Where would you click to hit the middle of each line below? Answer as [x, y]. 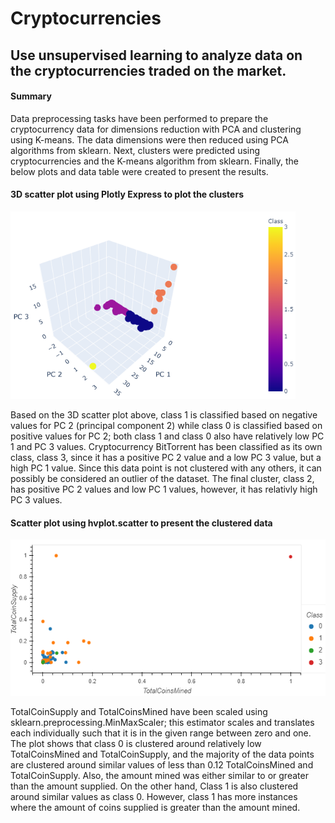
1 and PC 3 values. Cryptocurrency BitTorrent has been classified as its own [166, 446]
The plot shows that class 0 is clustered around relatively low [136, 744]
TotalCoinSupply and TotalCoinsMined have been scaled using [139, 712]
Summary [31, 96]
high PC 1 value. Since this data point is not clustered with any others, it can [166, 468]
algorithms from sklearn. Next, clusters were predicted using [135, 150]
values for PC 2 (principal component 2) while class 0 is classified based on [166, 425]
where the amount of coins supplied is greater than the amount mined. [155, 808]
